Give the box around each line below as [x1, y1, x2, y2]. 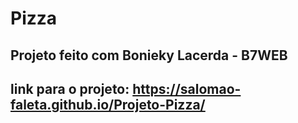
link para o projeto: [10, 80, 130, 97]
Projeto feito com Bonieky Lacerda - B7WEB [10, 47, 288, 64]
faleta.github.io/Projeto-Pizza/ [10, 96, 206, 113]
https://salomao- [132, 80, 242, 97]
